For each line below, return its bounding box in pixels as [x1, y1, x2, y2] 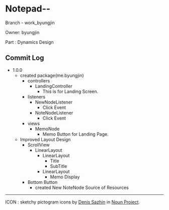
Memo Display [50, 174, 80, 180]
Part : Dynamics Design [5, 39, 54, 45]
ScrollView [27, 142, 50, 148]
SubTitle [50, 163, 67, 169]
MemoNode [35, 126, 60, 132]
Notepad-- [5, 3, 51, 15]
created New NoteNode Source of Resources [35, 184, 129, 190]
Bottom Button [27, 179, 58, 185]
